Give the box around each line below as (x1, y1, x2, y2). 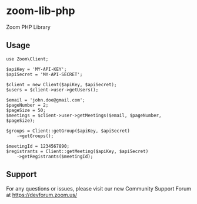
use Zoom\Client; (6, 56, 49, 62)
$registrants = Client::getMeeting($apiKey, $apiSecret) (6, 148, 149, 154)
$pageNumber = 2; (6, 102, 49, 108)
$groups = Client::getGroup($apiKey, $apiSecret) (6, 128, 131, 134)
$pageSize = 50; (6, 107, 46, 113)
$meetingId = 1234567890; (6, 143, 69, 149)
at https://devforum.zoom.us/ (6, 191, 78, 198)
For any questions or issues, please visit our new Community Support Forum (6, 185, 192, 192)
